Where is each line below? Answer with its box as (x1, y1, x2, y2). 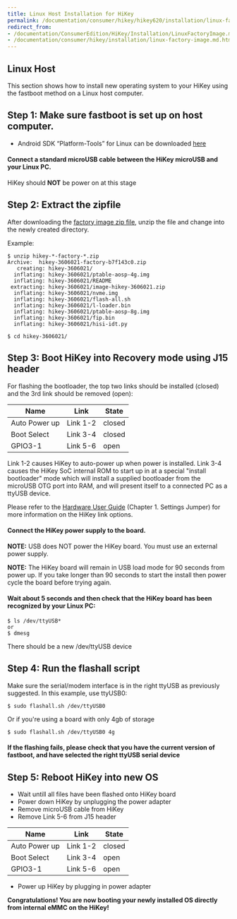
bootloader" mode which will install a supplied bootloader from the (7, 474, 201, 482)
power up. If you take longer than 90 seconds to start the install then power (7, 570, 227, 579)
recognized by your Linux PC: (7, 601, 96, 611)
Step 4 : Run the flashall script (7, 663, 140, 675)
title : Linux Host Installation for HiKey (7, 10, 134, 18)
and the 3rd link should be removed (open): (7, 389, 133, 397)
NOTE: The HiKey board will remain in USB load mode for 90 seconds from (7, 563, 225, 572)
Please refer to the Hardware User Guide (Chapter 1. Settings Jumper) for (7, 503, 221, 511)
